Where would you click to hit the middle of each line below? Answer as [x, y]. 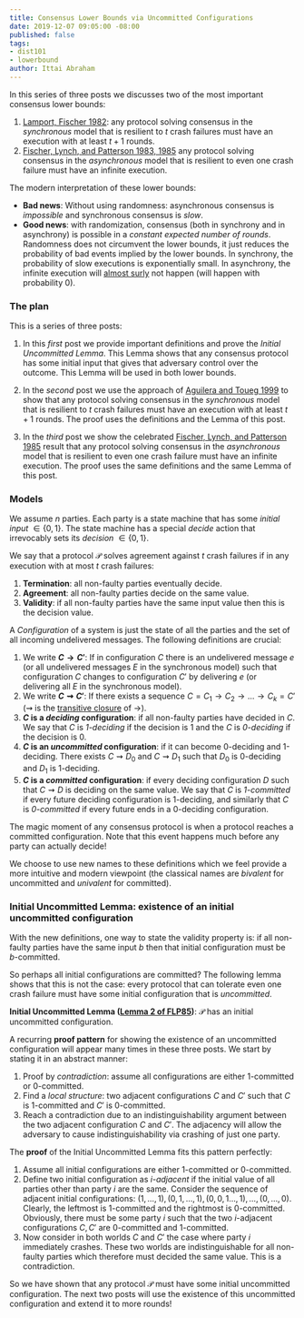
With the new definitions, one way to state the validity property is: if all [141, 938]
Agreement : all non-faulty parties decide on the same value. [136, 593]
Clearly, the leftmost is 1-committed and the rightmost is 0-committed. [154, 1208]
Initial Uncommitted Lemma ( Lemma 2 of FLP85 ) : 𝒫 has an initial [132, 1011]
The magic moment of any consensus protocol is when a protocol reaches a [152, 826]
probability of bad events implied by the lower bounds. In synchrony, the [157, 253]
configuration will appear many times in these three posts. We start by [141, 1049]
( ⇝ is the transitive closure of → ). [84, 708]
